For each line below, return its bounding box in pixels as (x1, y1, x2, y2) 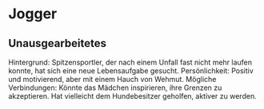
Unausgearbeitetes (8, 37, 106, 50)
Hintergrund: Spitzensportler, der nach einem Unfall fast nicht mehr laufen (8, 57, 253, 67)
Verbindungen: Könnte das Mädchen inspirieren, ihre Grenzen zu (8, 83, 222, 92)
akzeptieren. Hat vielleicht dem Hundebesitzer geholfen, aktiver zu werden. (8, 91, 258, 100)
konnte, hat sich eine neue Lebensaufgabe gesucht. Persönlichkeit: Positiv (8, 66, 254, 76)
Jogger (8, 5, 58, 23)
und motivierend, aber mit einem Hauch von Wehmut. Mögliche (8, 75, 217, 84)
